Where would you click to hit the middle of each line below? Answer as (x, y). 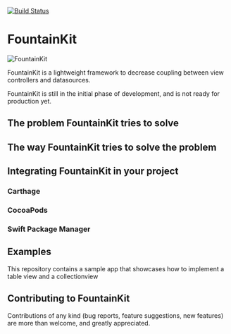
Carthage (24, 192)
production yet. (29, 101)
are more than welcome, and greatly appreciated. (79, 323)
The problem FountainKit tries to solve (93, 123)
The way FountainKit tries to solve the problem (112, 147)
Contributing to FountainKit (69, 298)
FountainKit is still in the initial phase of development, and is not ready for (114, 93)
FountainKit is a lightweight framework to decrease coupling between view (115, 72)
